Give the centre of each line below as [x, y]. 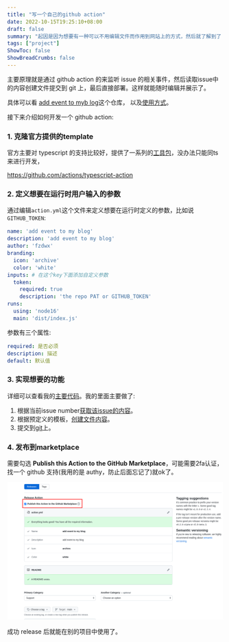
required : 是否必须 [33, 346]
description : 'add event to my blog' [61, 239]
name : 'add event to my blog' [50, 231]
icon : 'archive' [36, 260]
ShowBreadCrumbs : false [41, 58]
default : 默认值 [29, 360]
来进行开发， [25, 161]
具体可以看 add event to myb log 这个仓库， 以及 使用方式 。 [90, 102]
